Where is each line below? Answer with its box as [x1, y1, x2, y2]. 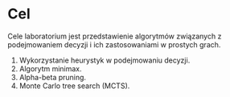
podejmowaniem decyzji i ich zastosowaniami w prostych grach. [7, 39, 221, 49]
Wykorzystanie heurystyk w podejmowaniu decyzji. [18, 55, 191, 65]
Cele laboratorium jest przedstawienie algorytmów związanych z [7, 31, 222, 41]
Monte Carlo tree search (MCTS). [18, 81, 130, 91]
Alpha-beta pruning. [18, 72, 86, 82]
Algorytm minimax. [18, 63, 82, 73]
